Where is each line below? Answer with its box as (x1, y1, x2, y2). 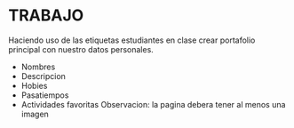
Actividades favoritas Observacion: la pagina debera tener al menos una (20, 99, 286, 109)
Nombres (20, 61, 56, 72)
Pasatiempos (20, 90, 69, 100)
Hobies (20, 80, 48, 91)
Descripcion (20, 70, 66, 81)
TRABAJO (8, 5, 84, 26)
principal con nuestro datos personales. (8, 44, 155, 54)
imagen (20, 108, 50, 119)
